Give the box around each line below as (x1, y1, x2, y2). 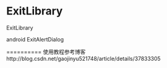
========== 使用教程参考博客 (6, 48, 86, 55)
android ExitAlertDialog (6, 36, 64, 43)
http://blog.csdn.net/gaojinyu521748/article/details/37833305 (6, 55, 161, 62)
